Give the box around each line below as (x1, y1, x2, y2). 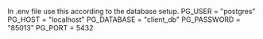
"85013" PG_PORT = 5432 (7, 23, 94, 32)
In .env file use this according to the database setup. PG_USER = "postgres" (7, 7, 256, 16)
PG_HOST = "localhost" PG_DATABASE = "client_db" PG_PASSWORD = (7, 15, 241, 24)
